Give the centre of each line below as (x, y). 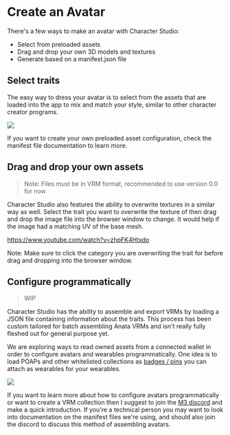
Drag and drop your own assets (76, 167)
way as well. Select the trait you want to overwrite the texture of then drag (112, 211)
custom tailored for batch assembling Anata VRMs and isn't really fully (106, 326)
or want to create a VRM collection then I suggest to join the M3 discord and (115, 403)
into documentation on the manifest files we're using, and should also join (111, 417)
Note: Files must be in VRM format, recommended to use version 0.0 (121, 184)
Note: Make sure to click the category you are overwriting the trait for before (115, 253)
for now (35, 191)
